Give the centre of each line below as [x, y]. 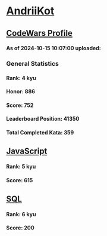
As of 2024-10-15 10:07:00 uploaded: [53, 48]
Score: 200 [20, 228]
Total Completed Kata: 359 [40, 133]
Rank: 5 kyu [21, 167]
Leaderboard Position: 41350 [43, 119]
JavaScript [27, 151]
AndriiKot [30, 11]
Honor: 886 [21, 91]
